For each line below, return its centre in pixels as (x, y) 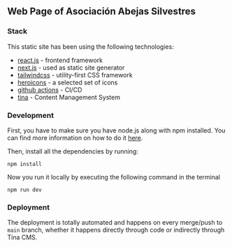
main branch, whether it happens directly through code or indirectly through (116, 230)
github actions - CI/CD (50, 89)
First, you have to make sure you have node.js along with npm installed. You (116, 130)
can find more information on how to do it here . (75, 137)
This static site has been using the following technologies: (91, 46)
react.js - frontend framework (60, 60)
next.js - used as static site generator (71, 67)
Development (31, 115)
